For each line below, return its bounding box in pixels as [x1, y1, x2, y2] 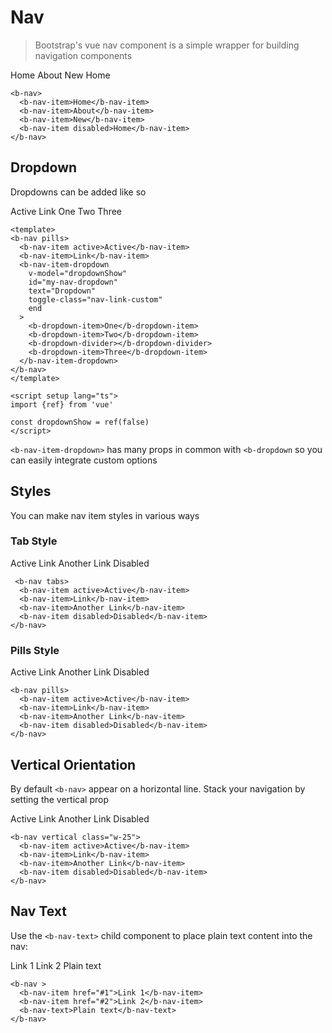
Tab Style [10, 534, 58, 548]
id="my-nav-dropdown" [28, 277, 118, 287]
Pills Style [10, 643, 60, 657]
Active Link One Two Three [10, 205, 122, 217]
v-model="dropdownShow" [28, 268, 128, 278]
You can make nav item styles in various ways [10, 509, 200, 521]
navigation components [34, 49, 133, 61]
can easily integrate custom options [10, 454, 158, 466]
